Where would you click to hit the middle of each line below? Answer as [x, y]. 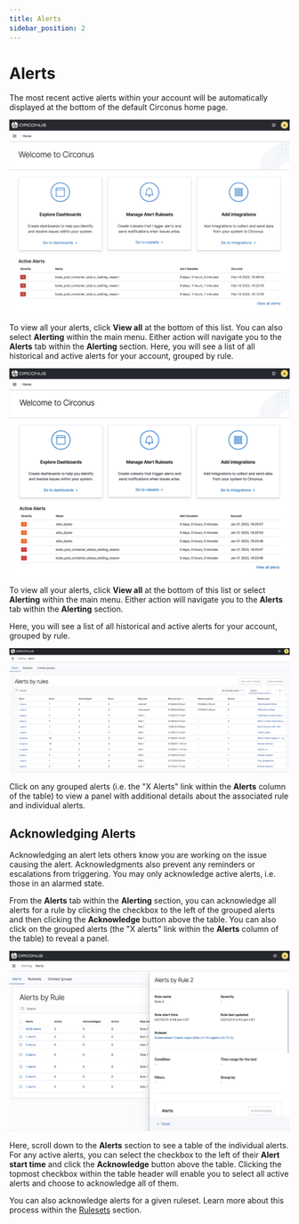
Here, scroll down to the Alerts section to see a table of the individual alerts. [149, 1146]
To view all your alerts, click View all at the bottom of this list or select [137, 590]
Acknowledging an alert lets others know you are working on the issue [138, 855]
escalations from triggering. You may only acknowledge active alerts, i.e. [142, 874]
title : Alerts [36, 19]
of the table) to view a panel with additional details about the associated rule [149, 796]
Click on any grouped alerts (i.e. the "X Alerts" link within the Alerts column [148, 787]
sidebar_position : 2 [48, 28]
